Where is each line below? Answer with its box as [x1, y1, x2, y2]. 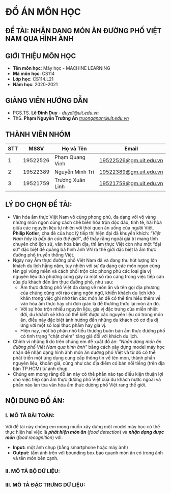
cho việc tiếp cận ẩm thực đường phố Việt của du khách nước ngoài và [12, 376, 161, 382]
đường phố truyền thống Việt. [12, 251, 75, 258]
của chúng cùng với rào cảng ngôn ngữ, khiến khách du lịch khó [20, 290, 155, 296]
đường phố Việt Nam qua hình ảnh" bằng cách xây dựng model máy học [12, 344, 165, 350]
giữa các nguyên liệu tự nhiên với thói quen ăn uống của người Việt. [12, 224, 154, 230]
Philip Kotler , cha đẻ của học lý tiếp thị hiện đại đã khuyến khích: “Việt [12, 230, 161, 236]
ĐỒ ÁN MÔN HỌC [5, 6, 81, 18]
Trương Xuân [54, 177, 85, 184]
